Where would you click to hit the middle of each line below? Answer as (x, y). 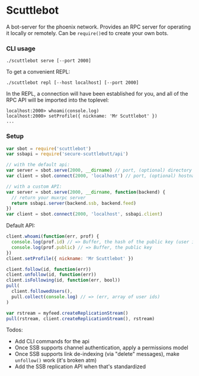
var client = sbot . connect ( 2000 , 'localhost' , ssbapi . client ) (84, 214)
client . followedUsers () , (42, 292)
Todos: (15, 330)
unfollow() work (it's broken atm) (56, 361)
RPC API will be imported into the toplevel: (58, 100)
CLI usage (21, 48)
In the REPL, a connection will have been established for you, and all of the (97, 94)
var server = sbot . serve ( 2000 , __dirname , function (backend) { (86, 192)
